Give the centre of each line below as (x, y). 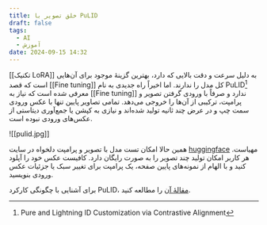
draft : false (31, 23)
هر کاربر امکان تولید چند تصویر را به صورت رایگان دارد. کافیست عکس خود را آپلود (130, 157)
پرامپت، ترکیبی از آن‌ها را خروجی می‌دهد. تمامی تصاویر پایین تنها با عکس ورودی (126, 101)
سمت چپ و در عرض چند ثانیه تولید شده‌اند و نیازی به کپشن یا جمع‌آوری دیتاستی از (129, 110)
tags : (18, 30)
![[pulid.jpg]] (29, 133)
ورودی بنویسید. (31, 174)
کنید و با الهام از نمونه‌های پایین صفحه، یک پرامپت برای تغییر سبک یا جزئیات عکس (128, 166)
